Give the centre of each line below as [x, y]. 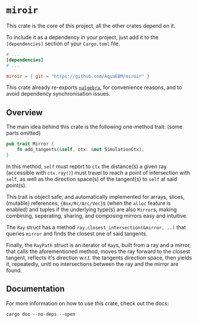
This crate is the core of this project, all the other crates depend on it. [91, 26]
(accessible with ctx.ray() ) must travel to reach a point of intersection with [98, 172]
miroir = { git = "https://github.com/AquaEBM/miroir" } [78, 76]
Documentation [36, 289]
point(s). [16, 185]
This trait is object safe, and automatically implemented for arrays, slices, [95, 197]
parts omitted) [23, 133]
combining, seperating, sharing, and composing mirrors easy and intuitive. [97, 216]
